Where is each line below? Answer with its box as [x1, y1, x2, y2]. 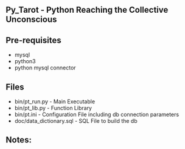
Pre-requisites [5, 35, 61, 45]
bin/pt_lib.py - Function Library [14, 105, 92, 112]
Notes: [5, 135, 32, 145]
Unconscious [5, 15, 57, 25]
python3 [14, 58, 36, 65]
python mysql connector [14, 64, 77, 72]
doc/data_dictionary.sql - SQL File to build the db [14, 117, 138, 125]
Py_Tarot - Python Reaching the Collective [5, 5, 169, 15]
